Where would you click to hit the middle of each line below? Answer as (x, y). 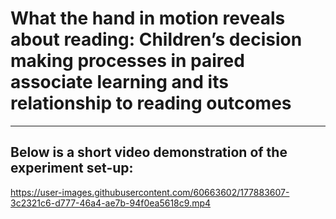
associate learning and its (119, 82)
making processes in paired (127, 61)
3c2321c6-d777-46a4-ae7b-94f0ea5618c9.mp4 (111, 203)
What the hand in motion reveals (148, 18)
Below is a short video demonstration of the (149, 152)
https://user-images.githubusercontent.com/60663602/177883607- (150, 192)
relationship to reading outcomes (151, 103)
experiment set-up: (72, 168)
